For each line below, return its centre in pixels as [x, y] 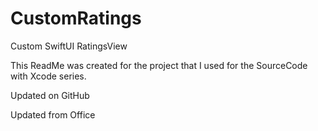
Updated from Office [53, 114]
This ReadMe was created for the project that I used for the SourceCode [159, 65]
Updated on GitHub [50, 95]
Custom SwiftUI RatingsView [69, 46]
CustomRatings [76, 18]
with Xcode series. [48, 76]
